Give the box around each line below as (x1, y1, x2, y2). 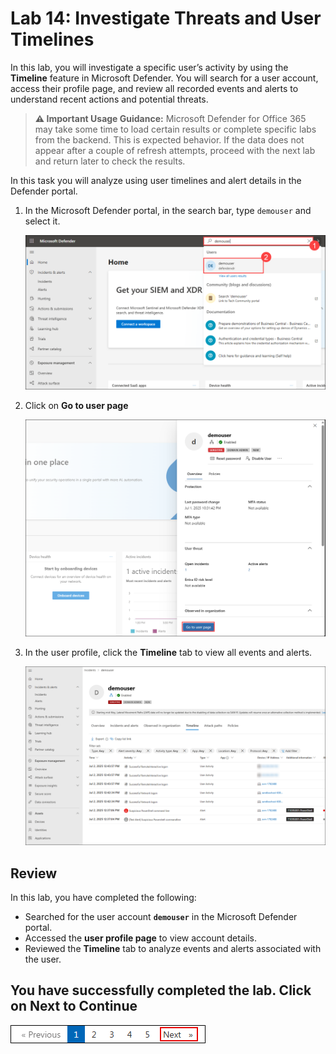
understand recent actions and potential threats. (10, 93, 209, 105)
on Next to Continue (10, 998, 138, 1015)
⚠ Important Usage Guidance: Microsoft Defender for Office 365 (34, 112, 307, 124)
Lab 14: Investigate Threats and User (10, 7, 322, 30)
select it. (24, 215, 61, 227)
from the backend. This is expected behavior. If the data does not (34, 133, 305, 146)
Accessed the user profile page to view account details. (24, 932, 257, 944)
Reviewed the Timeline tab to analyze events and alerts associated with (24, 942, 322, 954)
